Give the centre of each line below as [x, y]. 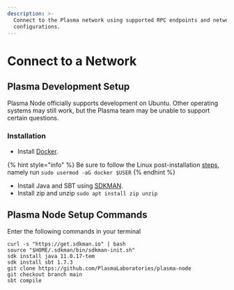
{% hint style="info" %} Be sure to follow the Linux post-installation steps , [113, 165]
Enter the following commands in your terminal [74, 232]
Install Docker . [38, 151]
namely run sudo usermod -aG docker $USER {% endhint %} [91, 172]
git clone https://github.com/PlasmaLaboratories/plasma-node [99, 268]
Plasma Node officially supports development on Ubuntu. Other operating [113, 103]
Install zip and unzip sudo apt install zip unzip [87, 193]
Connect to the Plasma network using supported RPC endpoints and [112, 20]
